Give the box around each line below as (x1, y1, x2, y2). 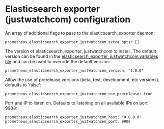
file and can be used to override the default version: (5, 58, 110, 64)
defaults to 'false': (5, 82, 42, 88)
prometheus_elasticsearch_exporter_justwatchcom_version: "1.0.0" (5, 68, 144, 73)
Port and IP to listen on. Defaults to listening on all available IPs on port (5, 100, 148, 106)
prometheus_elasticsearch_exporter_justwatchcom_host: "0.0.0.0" (5, 114, 141, 120)
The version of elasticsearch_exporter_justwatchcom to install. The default (5, 48, 156, 54)
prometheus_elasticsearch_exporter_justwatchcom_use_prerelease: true (5, 91, 153, 96)
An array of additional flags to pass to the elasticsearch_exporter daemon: (5, 30, 155, 36)
